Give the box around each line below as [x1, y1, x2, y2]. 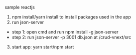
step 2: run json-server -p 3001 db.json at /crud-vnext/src [11, 34, 132, 40]
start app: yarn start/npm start [11, 44, 74, 49]
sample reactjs [4, 4, 35, 10]
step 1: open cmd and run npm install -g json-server [11, 29, 119, 34]
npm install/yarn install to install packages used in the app [11, 14, 132, 19]
